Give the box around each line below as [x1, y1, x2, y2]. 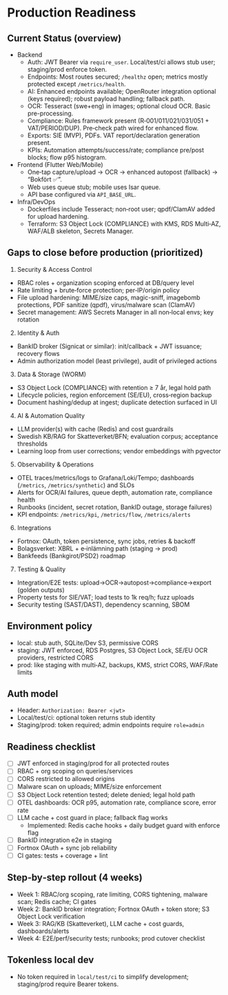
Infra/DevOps [17, 198, 56, 206]
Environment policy [7, 620, 93, 632]
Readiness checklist [7, 740, 96, 753]
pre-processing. [27, 109, 74, 117]
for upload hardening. [27, 213, 90, 220]
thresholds [17, 440, 48, 448]
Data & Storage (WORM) [17, 370, 87, 378]
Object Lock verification [17, 912, 85, 920]
